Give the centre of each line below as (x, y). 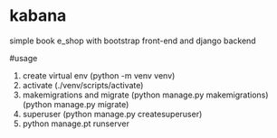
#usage (24, 58)
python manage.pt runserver (76, 124)
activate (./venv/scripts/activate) (83, 85)
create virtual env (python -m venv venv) (99, 75)
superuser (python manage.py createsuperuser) (112, 114)
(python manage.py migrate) (76, 104)
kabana (38, 16)
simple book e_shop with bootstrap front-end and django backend (133, 41)
